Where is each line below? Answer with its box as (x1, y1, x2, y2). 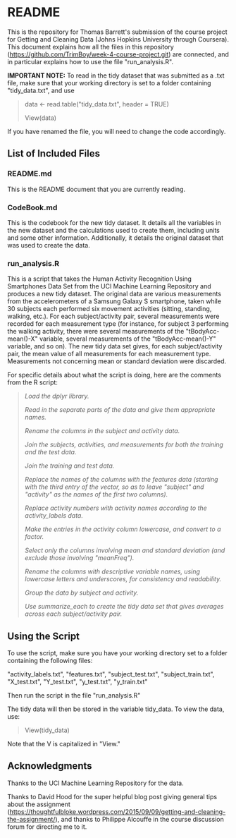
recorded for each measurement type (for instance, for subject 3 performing (7, 320, 229, 328)
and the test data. (24, 448, 77, 456)
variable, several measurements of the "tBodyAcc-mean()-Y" (39, 334, 216, 343)
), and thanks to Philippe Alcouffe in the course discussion (55, 815, 224, 823)
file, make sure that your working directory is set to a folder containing (7, 78, 211, 87)
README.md (7, 169, 52, 178)
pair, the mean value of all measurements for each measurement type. (7, 350, 211, 358)
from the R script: (7, 378, 58, 387)
